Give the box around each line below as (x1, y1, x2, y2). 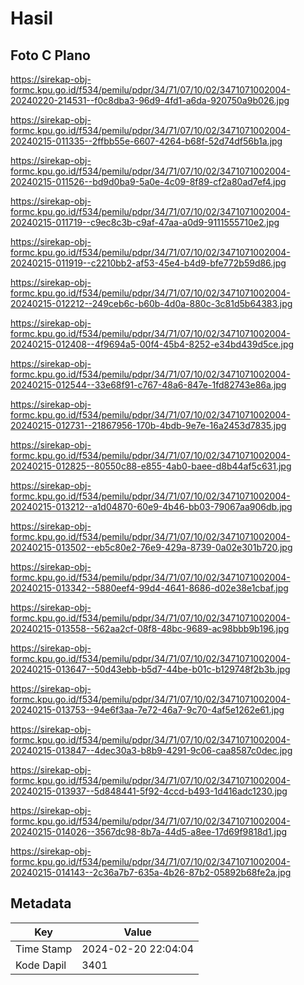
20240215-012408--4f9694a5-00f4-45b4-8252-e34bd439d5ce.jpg (10, 338, 295, 350)
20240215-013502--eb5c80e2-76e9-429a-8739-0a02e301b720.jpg (10, 542, 293, 553)
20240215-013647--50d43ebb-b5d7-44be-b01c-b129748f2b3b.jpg (10, 663, 291, 675)
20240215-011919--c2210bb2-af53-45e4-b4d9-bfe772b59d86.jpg (10, 257, 287, 269)
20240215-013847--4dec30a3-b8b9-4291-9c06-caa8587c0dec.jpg (10, 745, 293, 756)
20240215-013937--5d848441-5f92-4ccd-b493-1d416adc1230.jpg (10, 785, 288, 797)
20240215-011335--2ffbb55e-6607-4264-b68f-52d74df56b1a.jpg (10, 135, 283, 147)
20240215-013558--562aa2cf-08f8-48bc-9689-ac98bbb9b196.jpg (10, 623, 290, 634)
